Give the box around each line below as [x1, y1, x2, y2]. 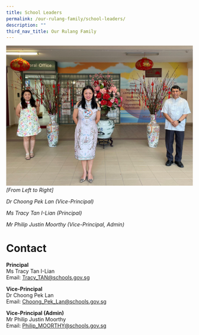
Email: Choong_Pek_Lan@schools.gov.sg [6, 298, 107, 305]
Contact [6, 242, 47, 255]
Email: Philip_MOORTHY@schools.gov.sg [6, 322, 107, 329]
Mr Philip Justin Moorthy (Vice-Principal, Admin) [6, 221, 124, 228]
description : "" [6, 22, 46, 28]
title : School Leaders [6, 9, 62, 15]
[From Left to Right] [6, 187, 54, 194]
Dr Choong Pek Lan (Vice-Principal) [6, 198, 94, 205]
